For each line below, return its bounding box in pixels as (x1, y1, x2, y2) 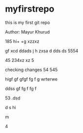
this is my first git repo (5, 19, 50, 25)
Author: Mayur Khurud (5, 29, 50, 35)
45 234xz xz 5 (5, 57, 34, 63)
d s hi (5, 104, 16, 110)
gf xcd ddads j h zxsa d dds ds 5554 (5, 48, 79, 54)
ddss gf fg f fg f (5, 85, 37, 91)
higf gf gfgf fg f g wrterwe (5, 76, 58, 82)
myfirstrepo (5, 3, 55, 15)
